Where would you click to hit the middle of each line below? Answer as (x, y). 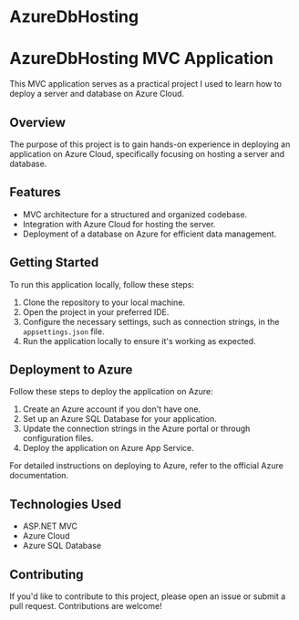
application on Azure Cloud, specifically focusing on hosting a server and (147, 153)
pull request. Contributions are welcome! (86, 606)
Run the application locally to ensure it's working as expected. (139, 341)
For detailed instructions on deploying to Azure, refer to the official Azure (147, 466)
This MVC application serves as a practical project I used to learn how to (146, 84)
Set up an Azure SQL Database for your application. (119, 419)
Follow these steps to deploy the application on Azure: (112, 392)
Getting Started (54, 263)
